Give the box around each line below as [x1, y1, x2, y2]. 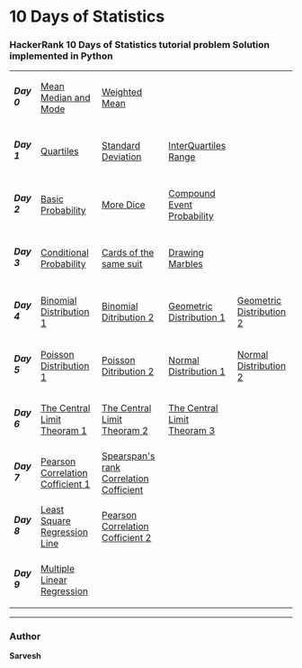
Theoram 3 [168, 424, 216, 436]
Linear [40, 574, 67, 587]
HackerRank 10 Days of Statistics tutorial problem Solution [9, 39, 271, 51]
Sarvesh [9, 650, 42, 661]
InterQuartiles [168, 140, 226, 152]
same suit [102, 258, 143, 270]
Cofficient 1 [40, 478, 91, 490]
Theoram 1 [40, 424, 87, 436]
